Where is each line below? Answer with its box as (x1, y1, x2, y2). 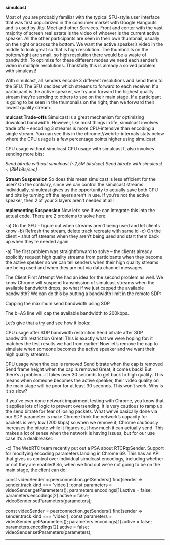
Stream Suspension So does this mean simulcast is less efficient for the (5, 176, 156, 182)
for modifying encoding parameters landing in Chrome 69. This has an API (5, 450, 160, 456)
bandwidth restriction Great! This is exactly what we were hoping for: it (5, 335, 153, 341)
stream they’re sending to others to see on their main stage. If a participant (5, 94, 161, 100)
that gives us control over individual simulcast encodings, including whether (5, 456, 163, 462)
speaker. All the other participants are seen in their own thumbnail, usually (5, 35, 160, 41)
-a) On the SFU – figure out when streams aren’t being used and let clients (5, 223, 160, 228)
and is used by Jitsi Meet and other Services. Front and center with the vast (5, 25, 163, 31)
